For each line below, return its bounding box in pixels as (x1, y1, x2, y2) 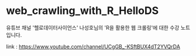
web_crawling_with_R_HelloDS (6, 4, 159, 17)
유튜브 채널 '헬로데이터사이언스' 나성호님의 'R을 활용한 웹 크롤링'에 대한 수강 (6, 24, 180, 31)
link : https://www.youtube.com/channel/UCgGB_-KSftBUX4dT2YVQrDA (6, 43, 180, 50)
